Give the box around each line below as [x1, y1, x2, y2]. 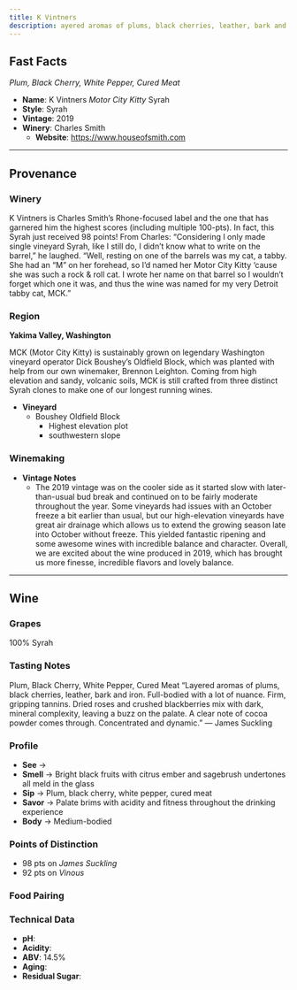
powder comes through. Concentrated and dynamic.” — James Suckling [9, 718, 272, 728]
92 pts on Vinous [21, 868, 85, 879]
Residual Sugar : [21, 971, 82, 982]
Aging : [21, 962, 48, 972]
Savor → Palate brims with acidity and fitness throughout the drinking [21, 797, 276, 808]
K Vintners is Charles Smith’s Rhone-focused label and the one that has [9, 213, 270, 223]
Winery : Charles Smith [21, 123, 106, 134]
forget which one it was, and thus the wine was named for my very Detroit [9, 279, 278, 288]
